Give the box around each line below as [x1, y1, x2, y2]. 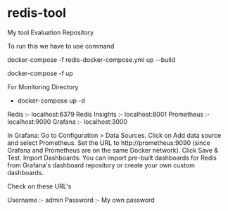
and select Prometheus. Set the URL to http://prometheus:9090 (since [7, 139, 210, 147]
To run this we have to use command [7, 41, 115, 50]
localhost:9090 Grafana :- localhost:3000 [7, 117, 128, 126]
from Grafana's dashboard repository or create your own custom [7, 160, 195, 170]
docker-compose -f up [7, 69, 74, 77]
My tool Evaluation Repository [7, 28, 94, 37]
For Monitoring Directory [7, 82, 79, 91]
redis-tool [7, 5, 67, 21]
